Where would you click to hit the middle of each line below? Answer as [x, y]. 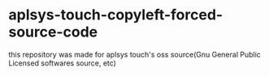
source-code [53, 32]
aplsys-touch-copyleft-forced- [116, 15]
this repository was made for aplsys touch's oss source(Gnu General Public [135, 54]
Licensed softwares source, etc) [62, 63]
